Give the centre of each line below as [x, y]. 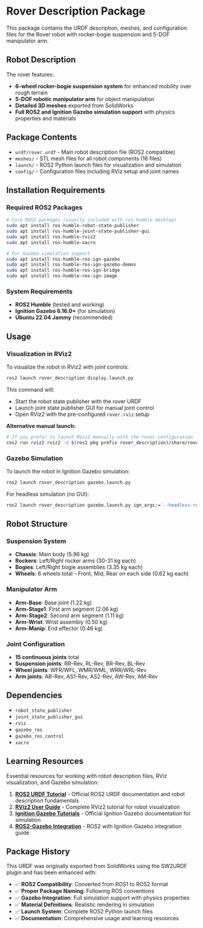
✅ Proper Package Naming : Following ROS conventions [85, 891]
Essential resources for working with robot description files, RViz [87, 775]
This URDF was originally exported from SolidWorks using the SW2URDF [97, 866]
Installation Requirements [56, 190]
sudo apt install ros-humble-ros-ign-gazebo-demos [71, 265]
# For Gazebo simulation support [48, 253]
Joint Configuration [36, 644]
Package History [38, 851]
